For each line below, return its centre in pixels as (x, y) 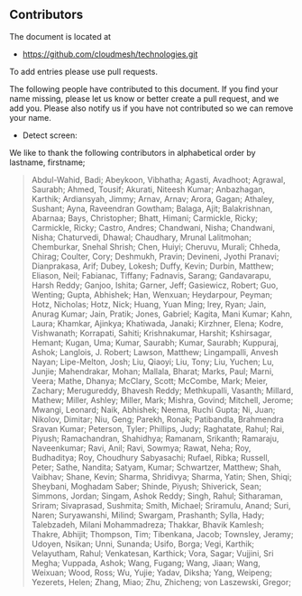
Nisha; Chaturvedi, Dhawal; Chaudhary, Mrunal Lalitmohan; (142, 237)
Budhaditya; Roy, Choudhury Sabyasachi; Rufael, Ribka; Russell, (151, 457)
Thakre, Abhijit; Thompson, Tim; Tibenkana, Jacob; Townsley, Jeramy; (162, 534)
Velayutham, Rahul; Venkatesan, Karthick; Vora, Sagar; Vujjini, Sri (152, 553)
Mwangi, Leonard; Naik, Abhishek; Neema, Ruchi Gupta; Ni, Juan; (153, 409)
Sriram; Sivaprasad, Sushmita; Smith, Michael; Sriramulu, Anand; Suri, (161, 505)
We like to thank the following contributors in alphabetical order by (133, 152)
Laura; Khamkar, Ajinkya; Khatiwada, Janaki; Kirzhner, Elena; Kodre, (157, 323)
